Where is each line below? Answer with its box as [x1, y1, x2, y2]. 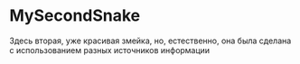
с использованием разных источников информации [9, 44, 211, 55]
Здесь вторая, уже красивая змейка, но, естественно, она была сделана [9, 35, 292, 46]
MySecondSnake [9, 5, 141, 26]
